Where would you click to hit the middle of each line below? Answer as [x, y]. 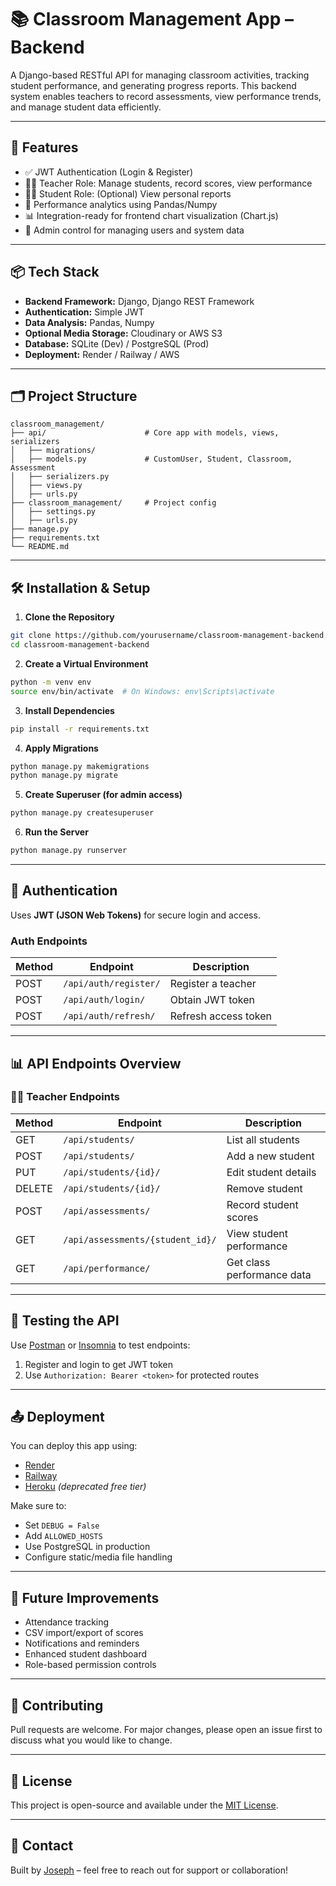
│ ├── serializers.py [60, 477]
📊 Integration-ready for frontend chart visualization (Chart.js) [151, 215]
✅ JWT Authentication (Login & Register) [108, 172]
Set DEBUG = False [62, 1525]
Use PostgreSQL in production [87, 1547]
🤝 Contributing [57, 1705]
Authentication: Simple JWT [84, 312]
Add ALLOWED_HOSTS [63, 1536]
